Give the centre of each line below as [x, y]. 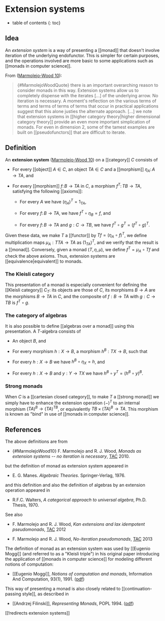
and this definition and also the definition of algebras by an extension [75, 485]
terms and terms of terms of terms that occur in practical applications [88, 106]
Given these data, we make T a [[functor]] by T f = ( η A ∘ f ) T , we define [76, 235]
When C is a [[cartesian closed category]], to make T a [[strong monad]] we [82, 397]
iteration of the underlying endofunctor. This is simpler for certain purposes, [82, 55]
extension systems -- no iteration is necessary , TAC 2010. [71, 456]
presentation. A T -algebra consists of [43, 331]
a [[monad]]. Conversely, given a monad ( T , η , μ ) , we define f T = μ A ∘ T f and [82, 250]
